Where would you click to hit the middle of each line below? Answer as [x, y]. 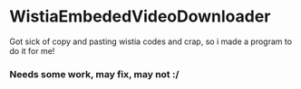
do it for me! [32, 50]
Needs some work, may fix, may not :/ [94, 74]
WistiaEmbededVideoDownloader [140, 17]
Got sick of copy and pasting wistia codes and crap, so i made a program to [151, 41]
